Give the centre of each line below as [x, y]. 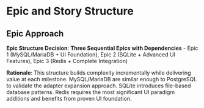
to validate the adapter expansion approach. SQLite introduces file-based [99, 86]
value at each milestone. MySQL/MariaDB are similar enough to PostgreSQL [102, 79]
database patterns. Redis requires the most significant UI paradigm [91, 92]
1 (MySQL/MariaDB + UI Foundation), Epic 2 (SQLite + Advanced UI [91, 55]
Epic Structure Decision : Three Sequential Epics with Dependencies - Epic [102, 48]
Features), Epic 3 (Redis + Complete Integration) [67, 61]
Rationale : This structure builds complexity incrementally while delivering [99, 73]
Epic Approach [35, 34]
